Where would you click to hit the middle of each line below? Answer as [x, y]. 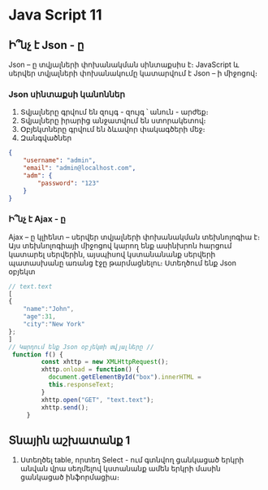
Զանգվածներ [46, 138]
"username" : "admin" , [59, 160]
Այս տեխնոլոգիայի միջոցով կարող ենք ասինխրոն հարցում [120, 245]
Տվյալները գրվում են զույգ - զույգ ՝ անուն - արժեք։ [114, 112]
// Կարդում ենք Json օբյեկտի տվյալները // [81, 347]
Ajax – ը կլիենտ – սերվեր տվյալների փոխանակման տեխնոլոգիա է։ [134, 237]
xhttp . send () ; [65, 407]
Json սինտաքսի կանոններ [67, 94]
